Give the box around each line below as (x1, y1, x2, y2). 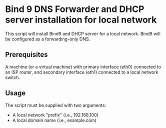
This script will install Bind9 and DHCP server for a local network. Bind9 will (5, 30, 161, 36)
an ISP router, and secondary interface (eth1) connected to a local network (5, 69, 158, 75)
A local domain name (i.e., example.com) (12, 117, 96, 123)
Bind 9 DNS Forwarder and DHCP (5, 3, 144, 15)
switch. (5, 74, 20, 80)
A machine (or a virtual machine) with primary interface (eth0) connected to (5, 63, 161, 69)
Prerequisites (5, 50, 48, 59)
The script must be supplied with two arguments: (5, 102, 106, 108)
